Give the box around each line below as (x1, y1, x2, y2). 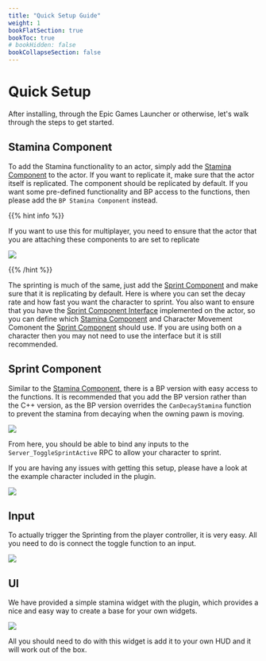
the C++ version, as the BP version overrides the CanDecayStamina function (8, 400, 252, 410)
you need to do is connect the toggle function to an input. (8, 539, 197, 548)
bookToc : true (8, 33, 56, 42)
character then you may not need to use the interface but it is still (8, 330, 222, 340)
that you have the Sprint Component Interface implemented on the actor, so (8, 305, 256, 315)
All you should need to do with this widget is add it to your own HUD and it (8, 636, 252, 646)
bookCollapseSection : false (8, 48, 102, 56)
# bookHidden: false (8, 41, 77, 49)
